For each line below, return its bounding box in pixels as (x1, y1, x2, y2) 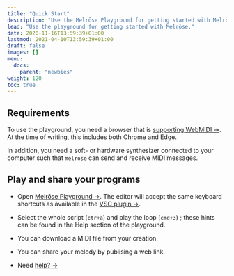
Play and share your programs (7, 174, 141, 186)
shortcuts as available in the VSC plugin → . (17, 200, 141, 208)
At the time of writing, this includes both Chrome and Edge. (7, 133, 178, 141)
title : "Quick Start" (7, 10, 70, 17)
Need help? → (17, 261, 58, 269)
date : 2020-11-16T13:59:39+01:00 (7, 29, 104, 37)
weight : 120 (7, 74, 42, 82)
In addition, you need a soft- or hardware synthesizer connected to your (7, 147, 214, 155)
